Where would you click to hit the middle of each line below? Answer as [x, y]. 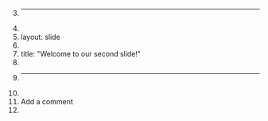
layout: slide [40, 37]
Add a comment [47, 101]
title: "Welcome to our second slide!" [81, 54]
